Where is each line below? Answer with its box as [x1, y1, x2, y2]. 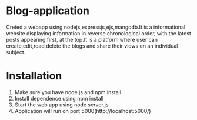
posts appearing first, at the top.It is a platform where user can [6, 36, 158, 43]
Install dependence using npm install [14, 95, 104, 102]
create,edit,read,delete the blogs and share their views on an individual [6, 42, 178, 49]
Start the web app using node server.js [14, 101, 109, 108]
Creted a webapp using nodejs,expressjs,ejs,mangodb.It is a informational [6, 24, 186, 31]
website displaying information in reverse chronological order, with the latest [6, 29, 191, 36]
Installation [6, 69, 62, 83]
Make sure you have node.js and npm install [14, 88, 122, 95]
